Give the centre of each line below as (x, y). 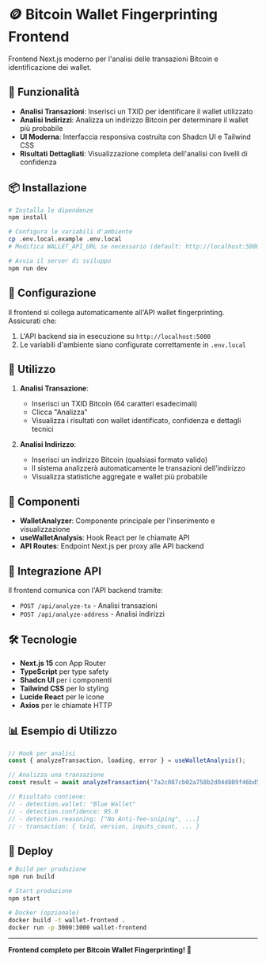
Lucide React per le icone (62, 696)
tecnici (42, 429)
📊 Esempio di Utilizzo (63, 731)
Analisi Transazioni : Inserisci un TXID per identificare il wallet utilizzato (136, 111)
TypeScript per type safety (64, 671)
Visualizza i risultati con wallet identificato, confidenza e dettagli (136, 421)
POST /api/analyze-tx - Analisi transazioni (89, 605)
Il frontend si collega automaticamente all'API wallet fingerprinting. (116, 312)
